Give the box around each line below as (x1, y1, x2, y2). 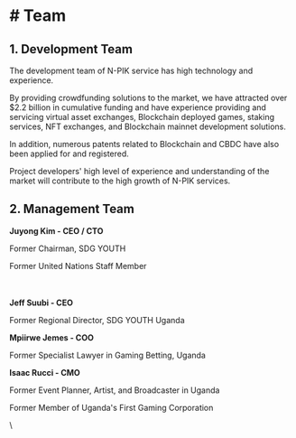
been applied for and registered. (9, 148, 129, 159)
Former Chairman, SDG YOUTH (9, 243, 126, 254)
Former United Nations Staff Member (9, 260, 147, 271)
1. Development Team (9, 42, 134, 57)
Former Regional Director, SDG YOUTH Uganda (9, 314, 185, 325)
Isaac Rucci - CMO (9, 367, 81, 377)
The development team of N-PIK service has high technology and (9, 65, 254, 76)
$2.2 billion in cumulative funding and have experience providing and (9, 102, 266, 113)
